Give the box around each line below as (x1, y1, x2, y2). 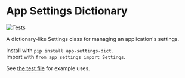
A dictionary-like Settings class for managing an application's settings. (6, 35, 180, 42)
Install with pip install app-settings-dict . (6, 46, 113, 54)
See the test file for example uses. (6, 64, 91, 72)
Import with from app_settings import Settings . (6, 53, 125, 60)
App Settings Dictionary (6, 4, 128, 18)
